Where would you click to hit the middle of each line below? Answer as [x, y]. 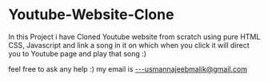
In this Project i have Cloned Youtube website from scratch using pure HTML [134, 37]
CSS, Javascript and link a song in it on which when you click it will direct [129, 45]
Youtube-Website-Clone [91, 15]
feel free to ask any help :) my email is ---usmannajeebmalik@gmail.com [128, 68]
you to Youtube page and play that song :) [77, 53]
